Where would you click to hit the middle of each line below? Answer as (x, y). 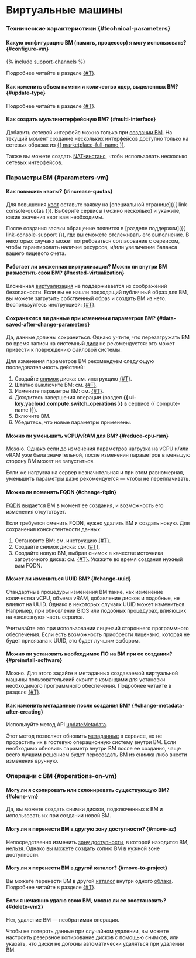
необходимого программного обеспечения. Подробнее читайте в (89, 686)
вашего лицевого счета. (36, 253)
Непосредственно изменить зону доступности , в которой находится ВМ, (97, 842)
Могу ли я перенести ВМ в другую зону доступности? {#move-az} (91, 829)
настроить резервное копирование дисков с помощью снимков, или (92, 937)
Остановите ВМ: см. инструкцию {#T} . (63, 541)
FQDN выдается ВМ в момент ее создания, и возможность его (85, 505)
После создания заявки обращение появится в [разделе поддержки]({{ (96, 228)
